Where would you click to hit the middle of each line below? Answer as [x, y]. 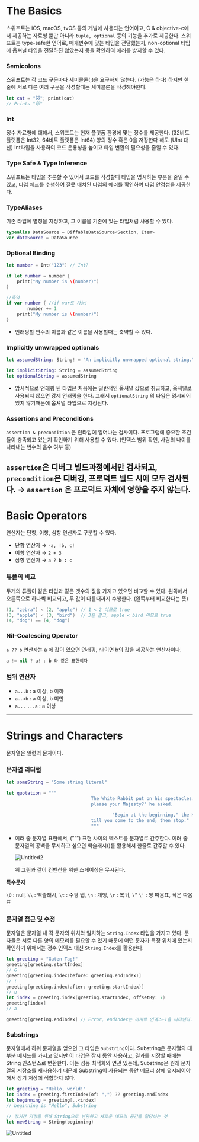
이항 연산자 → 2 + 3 [38, 553]
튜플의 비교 [21, 577]
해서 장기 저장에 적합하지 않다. [41, 1078]
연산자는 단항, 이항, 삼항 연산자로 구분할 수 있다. [61, 533]
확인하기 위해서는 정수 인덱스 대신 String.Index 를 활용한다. [75, 948]
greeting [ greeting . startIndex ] [45, 965]
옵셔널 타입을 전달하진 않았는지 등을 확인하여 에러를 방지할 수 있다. [89, 50]
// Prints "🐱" [25, 104]
